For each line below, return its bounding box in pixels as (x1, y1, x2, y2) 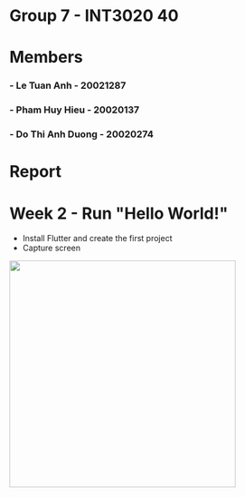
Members (9, 47, 83, 68)
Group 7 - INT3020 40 (9, 5, 179, 26)
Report (9, 161, 61, 182)
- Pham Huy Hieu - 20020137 (9, 103, 140, 116)
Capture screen (22, 242, 81, 254)
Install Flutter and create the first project (22, 233, 173, 244)
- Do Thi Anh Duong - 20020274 (9, 128, 154, 141)
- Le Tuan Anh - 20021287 (9, 79, 127, 92)
